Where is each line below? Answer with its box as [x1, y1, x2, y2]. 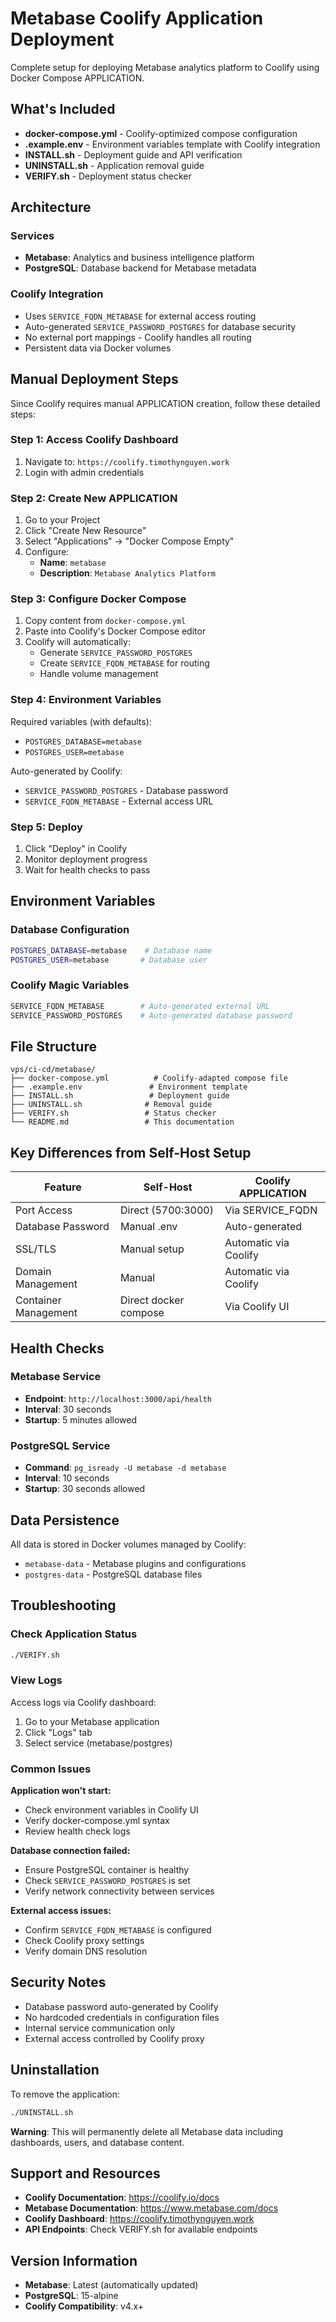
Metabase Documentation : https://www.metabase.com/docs [24, 2202, 279, 2214]
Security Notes [10, 1974, 107, 1991]
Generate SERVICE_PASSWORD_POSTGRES [39, 647, 193, 659]
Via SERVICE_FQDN [224, 1203, 318, 1217]
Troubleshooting [10, 1597, 117, 1614]
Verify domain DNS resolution [24, 1945, 148, 1957]
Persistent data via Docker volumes [24, 342, 172, 354]
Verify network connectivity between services [24, 1885, 215, 1897]
